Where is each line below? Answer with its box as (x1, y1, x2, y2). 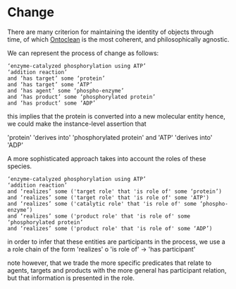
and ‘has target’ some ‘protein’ (7, 75, 106, 82)
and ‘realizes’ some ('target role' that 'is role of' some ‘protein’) (7, 188, 222, 195)
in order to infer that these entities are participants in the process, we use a (7, 237, 225, 246)
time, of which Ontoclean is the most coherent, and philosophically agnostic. (7, 35, 230, 43)
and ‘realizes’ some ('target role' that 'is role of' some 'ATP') (7, 194, 210, 201)
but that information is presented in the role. (7, 273, 135, 282)
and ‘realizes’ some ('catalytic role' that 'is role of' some (7, 200, 197, 207)
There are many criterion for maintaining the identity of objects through (7, 28, 214, 36)
